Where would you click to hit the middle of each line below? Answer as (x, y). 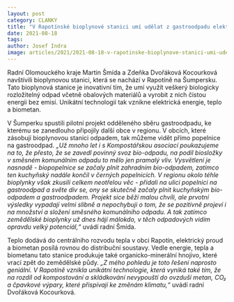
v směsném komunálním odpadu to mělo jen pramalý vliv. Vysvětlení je (109, 160)
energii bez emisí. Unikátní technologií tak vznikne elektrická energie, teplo (115, 102)
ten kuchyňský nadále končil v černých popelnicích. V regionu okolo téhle (113, 174)
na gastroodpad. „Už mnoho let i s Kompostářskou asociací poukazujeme (113, 145)
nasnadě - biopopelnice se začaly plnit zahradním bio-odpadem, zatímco (113, 167)
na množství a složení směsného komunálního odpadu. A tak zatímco (107, 212)
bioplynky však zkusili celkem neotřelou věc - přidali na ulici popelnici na (112, 182)
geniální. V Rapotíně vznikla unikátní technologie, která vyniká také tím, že (114, 270)
